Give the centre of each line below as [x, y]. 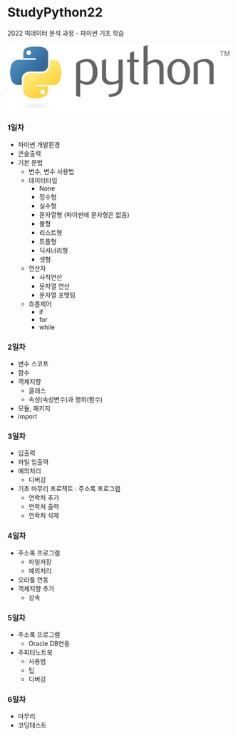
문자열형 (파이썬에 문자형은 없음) [84, 214]
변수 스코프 [33, 364]
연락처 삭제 [43, 515]
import [27, 417]
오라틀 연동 [33, 580]
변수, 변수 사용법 [51, 171]
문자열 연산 [54, 286]
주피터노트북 [35, 652]
